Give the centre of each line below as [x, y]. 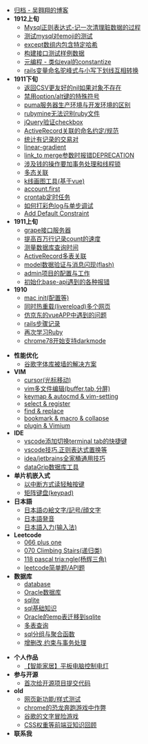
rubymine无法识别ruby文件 [62, 113]
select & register [47, 404]
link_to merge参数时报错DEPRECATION [79, 155]
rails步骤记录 [42, 323]
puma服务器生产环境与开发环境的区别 [77, 105]
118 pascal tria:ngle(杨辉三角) [65, 559]
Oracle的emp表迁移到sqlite [62, 617]
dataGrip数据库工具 [51, 467]
